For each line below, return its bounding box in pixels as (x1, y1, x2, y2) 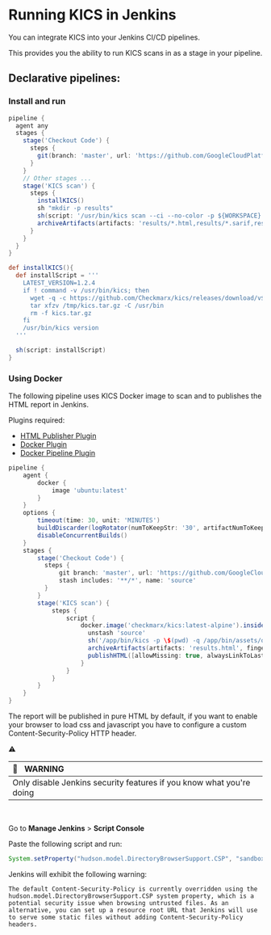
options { (23, 509, 56, 517)
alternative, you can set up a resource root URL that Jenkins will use (8, 906, 258, 914)
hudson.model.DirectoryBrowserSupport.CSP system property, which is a (8, 891, 254, 900)
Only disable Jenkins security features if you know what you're (12, 777, 251, 789)
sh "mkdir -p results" (37, 204, 114, 213)
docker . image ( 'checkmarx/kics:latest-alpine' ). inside (80, 621, 265, 630)
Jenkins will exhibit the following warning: (8, 869, 148, 878)
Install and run (8, 95, 66, 107)
